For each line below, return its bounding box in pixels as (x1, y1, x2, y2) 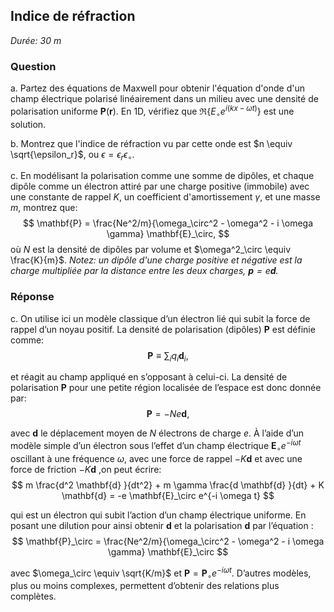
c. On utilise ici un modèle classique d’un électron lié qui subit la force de (10, 312, 311, 324)
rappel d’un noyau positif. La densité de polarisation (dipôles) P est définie (10, 323, 316, 335)
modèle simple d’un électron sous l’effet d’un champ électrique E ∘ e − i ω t (10, 438, 302, 454)
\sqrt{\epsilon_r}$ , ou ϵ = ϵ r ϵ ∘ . (10, 148, 135, 163)
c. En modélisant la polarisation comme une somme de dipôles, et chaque (10, 170, 315, 182)
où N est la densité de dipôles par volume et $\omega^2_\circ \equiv (10, 244, 292, 256)
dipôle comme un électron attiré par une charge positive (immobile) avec (10, 180, 310, 193)
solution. (10, 118, 47, 130)
